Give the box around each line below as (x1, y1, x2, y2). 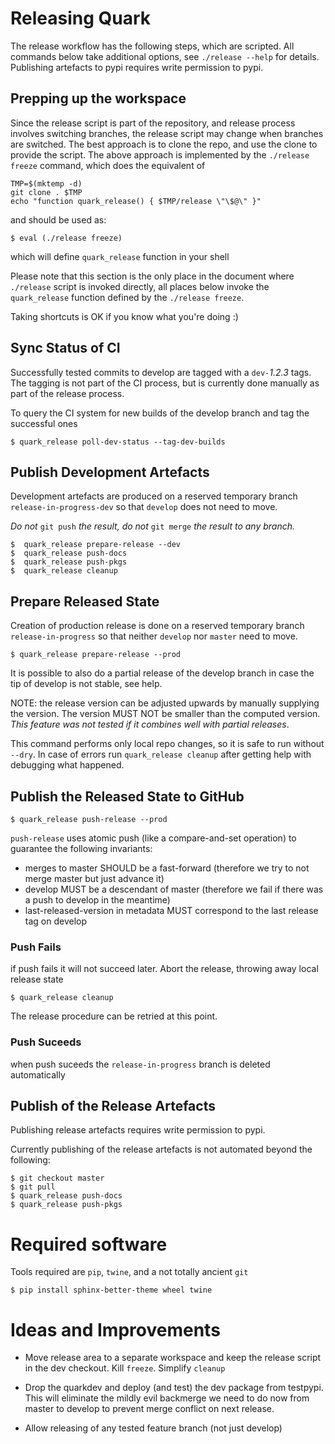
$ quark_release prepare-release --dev (10, 540, 182, 550)
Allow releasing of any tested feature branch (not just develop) (24, 1422, 283, 1434)
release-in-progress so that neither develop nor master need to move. (10, 630, 298, 642)
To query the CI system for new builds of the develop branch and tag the (10, 407, 310, 419)
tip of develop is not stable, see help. (10, 678, 163, 690)
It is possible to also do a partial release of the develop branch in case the (10, 667, 315, 679)
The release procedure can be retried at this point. (10, 1010, 218, 1022)
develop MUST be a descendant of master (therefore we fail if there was (24, 883, 324, 895)
